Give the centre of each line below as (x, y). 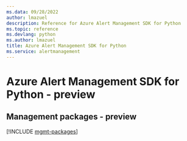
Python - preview (51, 94)
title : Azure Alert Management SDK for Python (66, 46)
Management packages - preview (72, 117)
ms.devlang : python (31, 35)
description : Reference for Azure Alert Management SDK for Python (94, 23)
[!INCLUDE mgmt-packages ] (42, 131)
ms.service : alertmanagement (43, 52)
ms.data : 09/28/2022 (33, 12)
